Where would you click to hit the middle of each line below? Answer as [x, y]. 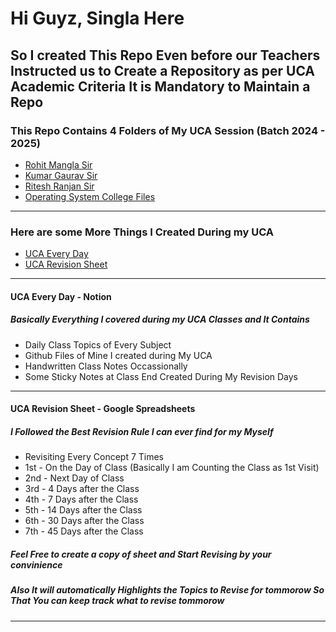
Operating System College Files [90, 196]
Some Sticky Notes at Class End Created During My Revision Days [161, 376]
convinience [36, 564]
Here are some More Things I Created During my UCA [142, 232]
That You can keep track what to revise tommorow [117, 601]
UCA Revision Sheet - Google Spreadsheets [103, 409]
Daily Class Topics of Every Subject [98, 344]
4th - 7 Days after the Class [81, 499]
